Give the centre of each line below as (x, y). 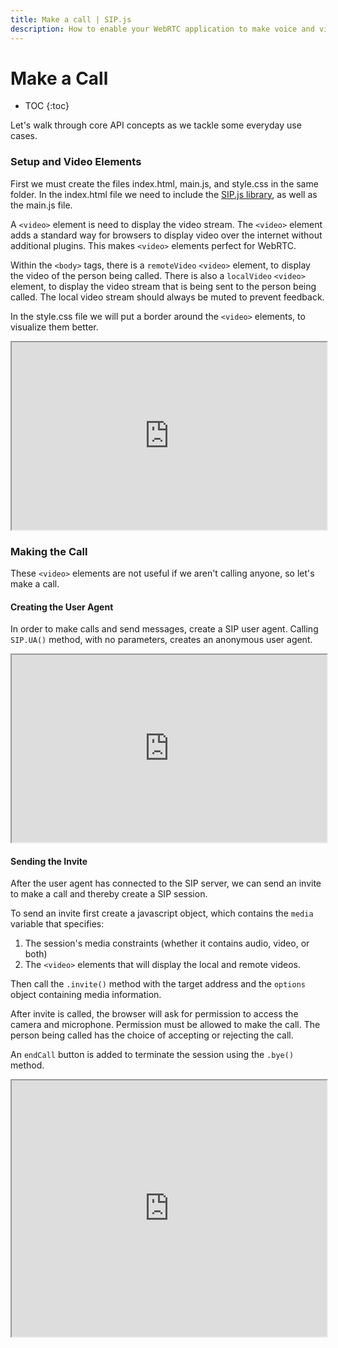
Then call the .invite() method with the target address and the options (158, 984)
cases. (24, 136)
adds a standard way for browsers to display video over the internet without (166, 235)
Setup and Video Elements (76, 162)
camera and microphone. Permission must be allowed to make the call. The (165, 1025)
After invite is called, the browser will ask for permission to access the (154, 1014)
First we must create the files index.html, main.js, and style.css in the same (164, 183)
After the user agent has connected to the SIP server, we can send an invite (166, 883)
